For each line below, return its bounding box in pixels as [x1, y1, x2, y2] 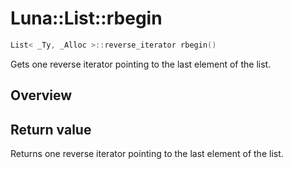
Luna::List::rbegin [10, 7, 163, 30]
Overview [10, 87, 73, 104]
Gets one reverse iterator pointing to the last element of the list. [10, 58, 272, 70]
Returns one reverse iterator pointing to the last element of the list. [10, 148, 284, 160]
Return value [10, 121, 92, 138]
